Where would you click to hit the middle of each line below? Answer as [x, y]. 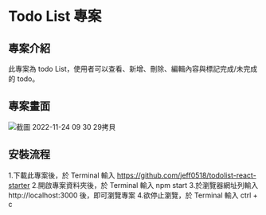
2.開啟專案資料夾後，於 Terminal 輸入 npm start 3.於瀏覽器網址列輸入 [145, 185]
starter [19, 185]
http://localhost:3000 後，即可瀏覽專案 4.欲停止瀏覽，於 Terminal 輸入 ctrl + [133, 195]
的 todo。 [24, 79]
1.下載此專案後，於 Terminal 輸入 [62, 175]
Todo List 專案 [55, 16]
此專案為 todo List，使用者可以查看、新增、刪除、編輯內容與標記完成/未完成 [133, 69]
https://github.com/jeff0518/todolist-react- [186, 175]
